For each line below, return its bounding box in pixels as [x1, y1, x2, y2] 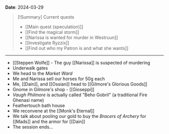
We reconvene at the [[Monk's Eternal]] [12, 108, 95, 114]
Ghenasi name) [12, 97, 44, 103]
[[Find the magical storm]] [25, 29, 79, 35]
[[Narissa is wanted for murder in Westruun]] [25, 35, 118, 40]
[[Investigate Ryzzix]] [25, 40, 69, 46]
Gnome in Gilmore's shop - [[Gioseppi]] [12, 87, 95, 92]
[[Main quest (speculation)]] [25, 24, 83, 30]
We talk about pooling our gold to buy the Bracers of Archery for [12, 113, 147, 119]
